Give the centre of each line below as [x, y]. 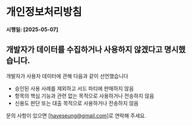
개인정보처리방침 [44, 12]
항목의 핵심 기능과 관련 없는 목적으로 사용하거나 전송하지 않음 [84, 96]
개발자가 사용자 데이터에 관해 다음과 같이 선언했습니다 [67, 76]
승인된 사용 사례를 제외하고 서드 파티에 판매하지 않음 [74, 88]
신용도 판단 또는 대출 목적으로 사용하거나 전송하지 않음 [77, 103]
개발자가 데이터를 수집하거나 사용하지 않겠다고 [84, 50]
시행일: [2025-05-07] [32, 29]
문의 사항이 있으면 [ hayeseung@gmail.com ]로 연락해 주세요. [76, 116]
